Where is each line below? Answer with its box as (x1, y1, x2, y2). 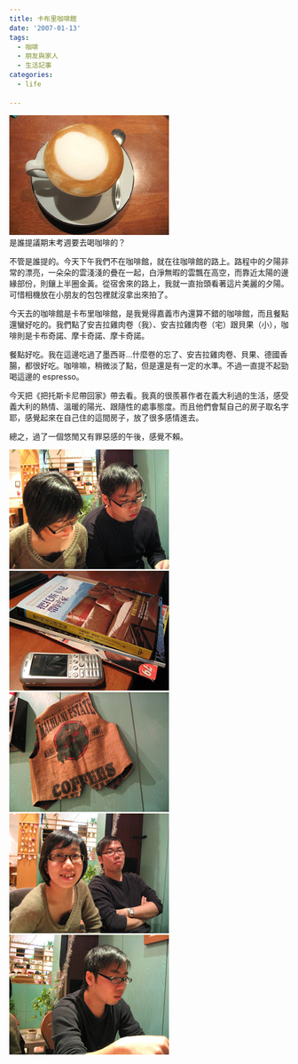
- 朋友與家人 (17, 51, 59, 61)
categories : (9, 71, 53, 80)
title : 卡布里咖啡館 (9, 14, 77, 23)
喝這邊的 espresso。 (9, 371, 84, 381)
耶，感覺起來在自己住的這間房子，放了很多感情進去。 (9, 412, 204, 423)
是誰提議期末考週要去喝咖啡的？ (9, 237, 126, 247)
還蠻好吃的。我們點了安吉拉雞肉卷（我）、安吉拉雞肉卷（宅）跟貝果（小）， (9, 319, 281, 330)
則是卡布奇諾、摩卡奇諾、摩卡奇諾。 (16, 330, 149, 340)
